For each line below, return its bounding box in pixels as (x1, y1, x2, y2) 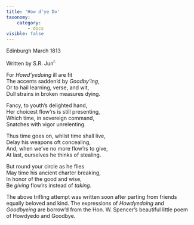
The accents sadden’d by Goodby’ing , (6, 77, 100, 85)
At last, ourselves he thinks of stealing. (6, 151, 101, 158)
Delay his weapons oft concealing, (6, 138, 91, 146)
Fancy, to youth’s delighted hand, (6, 102, 88, 109)
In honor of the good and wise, (6, 175, 82, 182)
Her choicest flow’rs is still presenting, (6, 108, 100, 115)
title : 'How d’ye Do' (6, 8, 60, 15)
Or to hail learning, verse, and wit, (6, 84, 90, 91)
